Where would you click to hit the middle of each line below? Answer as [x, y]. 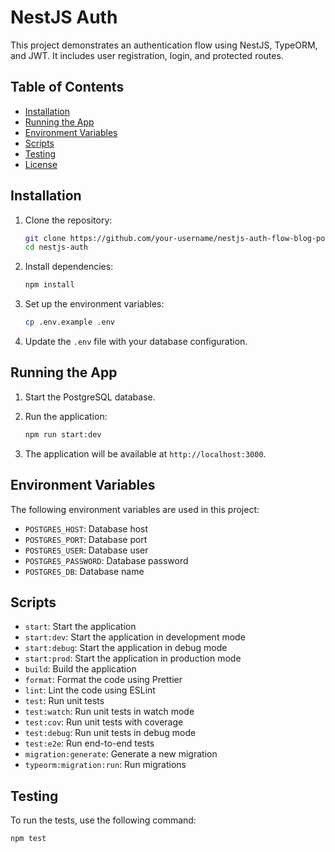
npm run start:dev [63, 434]
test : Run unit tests [64, 701]
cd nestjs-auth [56, 247]
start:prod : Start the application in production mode [133, 658]
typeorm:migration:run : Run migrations [105, 765]
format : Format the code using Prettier [103, 680]
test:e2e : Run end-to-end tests [89, 743]
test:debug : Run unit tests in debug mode [110, 733]
